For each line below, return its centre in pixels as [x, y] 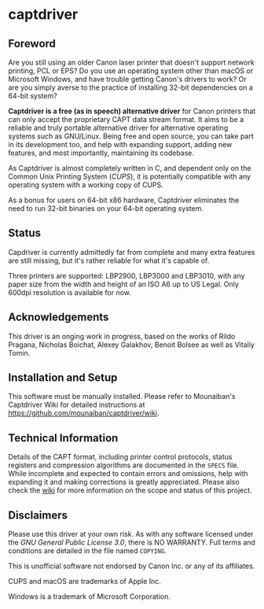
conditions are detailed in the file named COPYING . [88, 551]
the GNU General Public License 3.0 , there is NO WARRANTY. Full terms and [132, 543]
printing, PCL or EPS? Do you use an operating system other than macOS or [131, 71]
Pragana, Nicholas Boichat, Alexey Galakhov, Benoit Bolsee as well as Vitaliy [132, 345]
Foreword [32, 44]
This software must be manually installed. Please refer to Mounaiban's [122, 397]
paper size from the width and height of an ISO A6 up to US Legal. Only [124, 284]
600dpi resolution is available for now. [70, 292]
